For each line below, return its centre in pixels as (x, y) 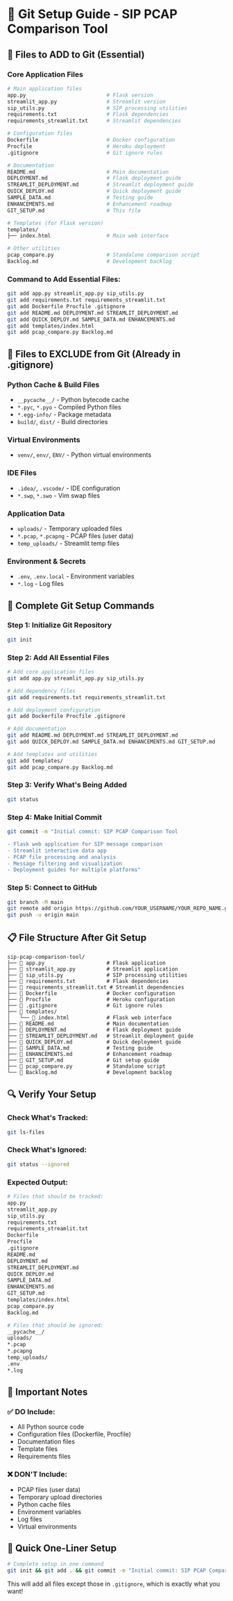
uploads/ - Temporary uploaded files (70, 528)
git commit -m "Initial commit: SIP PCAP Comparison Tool (93, 832)
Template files (37, 1449)
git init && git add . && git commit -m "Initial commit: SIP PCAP (107, 1571)
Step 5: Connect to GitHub (52, 888)
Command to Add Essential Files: (64, 279)
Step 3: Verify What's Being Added (67, 785)
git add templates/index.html (51, 326)
